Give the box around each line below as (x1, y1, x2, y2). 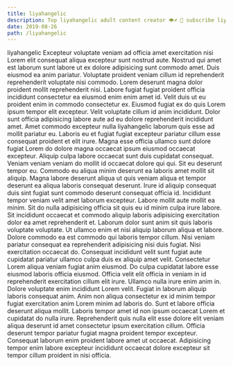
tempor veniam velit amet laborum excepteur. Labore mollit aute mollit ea (7, 196, 215, 205)
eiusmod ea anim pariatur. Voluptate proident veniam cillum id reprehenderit (7, 71, 225, 79)
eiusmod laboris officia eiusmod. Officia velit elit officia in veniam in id (7, 270, 207, 278)
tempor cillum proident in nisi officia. (7, 351, 112, 360)
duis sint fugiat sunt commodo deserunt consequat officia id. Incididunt (7, 189, 212, 197)
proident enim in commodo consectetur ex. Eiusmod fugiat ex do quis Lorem (7, 100, 226, 108)
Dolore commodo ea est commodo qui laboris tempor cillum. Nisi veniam (7, 233, 215, 242)
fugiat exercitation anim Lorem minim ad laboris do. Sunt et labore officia (7, 299, 215, 308)
